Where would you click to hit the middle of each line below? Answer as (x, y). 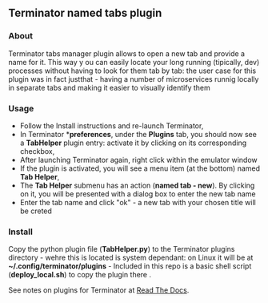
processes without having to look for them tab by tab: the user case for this (132, 71)
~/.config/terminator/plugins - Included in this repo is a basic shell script (130, 266)
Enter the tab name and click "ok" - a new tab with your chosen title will (138, 202)
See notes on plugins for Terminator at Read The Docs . (99, 290)
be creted (36, 211)
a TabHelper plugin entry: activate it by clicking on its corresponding (133, 143)
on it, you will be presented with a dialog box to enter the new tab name (138, 194)
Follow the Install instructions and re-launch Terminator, (112, 125)
